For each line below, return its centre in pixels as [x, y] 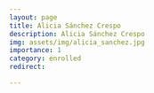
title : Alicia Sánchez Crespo [65, 26]
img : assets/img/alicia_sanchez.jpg [77, 42]
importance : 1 [36, 50]
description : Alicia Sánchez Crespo [77, 34]
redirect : [28, 67]
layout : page [33, 17]
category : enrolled [45, 58]
